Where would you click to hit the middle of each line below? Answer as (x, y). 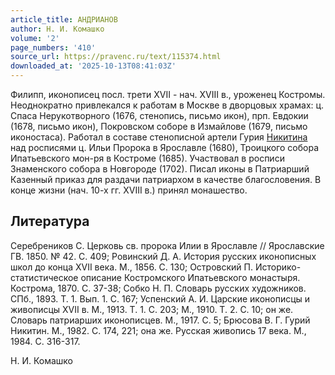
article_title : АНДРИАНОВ (64, 19)
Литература (50, 221)
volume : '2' (35, 38)
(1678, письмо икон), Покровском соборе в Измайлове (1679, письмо (159, 126)
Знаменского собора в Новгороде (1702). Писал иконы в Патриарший (160, 169)
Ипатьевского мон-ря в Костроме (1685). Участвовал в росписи (147, 158)
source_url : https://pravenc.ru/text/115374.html (116, 57)
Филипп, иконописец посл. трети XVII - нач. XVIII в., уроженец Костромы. (168, 94)
